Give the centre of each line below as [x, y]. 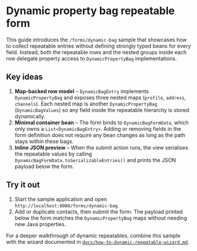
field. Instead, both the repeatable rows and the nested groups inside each [96, 52]
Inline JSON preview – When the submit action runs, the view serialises [101, 147]
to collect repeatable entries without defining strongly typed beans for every [98, 46]
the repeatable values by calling [53, 154]
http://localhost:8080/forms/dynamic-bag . [67, 205]
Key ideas [24, 77]
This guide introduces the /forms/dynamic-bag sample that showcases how [96, 39]
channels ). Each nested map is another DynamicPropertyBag [86, 104]
